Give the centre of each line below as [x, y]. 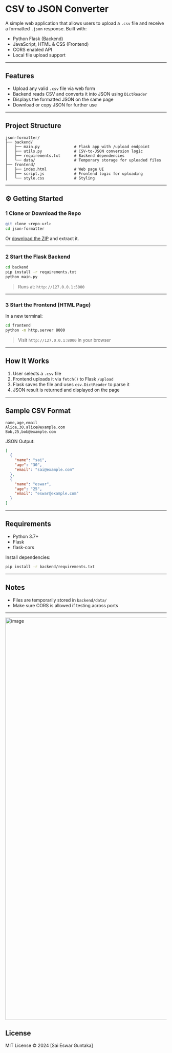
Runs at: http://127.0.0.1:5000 [51, 286]
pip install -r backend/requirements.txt [50, 567]
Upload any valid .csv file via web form [54, 88]
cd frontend [18, 325]
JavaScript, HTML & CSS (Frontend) [51, 44]
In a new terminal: [24, 316]
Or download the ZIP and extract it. [42, 239]
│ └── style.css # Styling [50, 178]
